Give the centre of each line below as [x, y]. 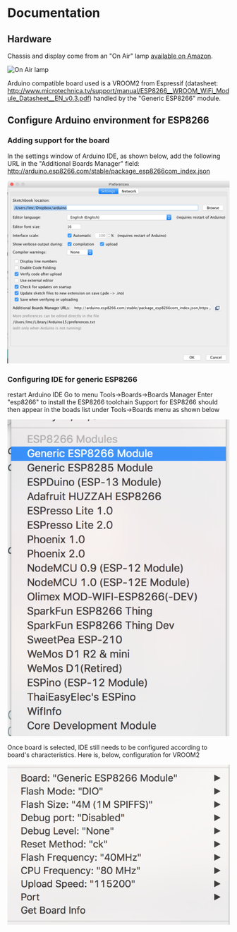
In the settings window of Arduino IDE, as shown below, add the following [114, 156]
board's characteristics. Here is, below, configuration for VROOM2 [104, 755]
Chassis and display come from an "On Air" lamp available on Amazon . [110, 56]
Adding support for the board [59, 140]
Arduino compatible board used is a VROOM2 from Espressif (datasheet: [113, 83]
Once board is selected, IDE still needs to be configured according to [108, 747]
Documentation [54, 13]
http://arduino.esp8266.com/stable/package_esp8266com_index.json [109, 171]
